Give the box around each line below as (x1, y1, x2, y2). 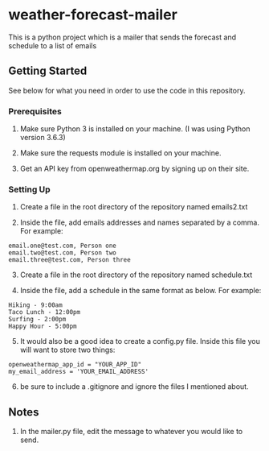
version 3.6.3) (19, 133, 66, 143)
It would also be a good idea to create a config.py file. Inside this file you (19, 337, 261, 346)
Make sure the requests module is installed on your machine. (19, 148, 222, 158)
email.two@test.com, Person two (8, 249, 116, 257)
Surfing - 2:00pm (8, 316, 67, 324)
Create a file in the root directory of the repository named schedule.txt (19, 270, 253, 279)
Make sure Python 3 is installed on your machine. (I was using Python (19, 124, 251, 134)
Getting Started (8, 64, 88, 78)
